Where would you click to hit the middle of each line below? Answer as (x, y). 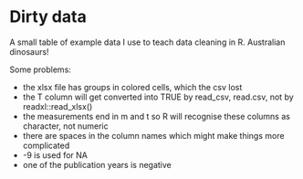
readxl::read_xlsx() (57, 106)
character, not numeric (65, 126)
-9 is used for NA (55, 155)
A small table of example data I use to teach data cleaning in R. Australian (147, 42)
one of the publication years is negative (97, 164)
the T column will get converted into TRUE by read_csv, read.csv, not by (158, 97)
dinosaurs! (29, 51)
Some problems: (40, 69)
